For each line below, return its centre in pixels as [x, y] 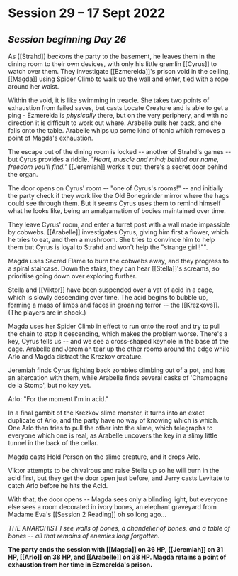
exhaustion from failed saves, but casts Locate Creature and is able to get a [118, 108]
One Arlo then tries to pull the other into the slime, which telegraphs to [110, 428]
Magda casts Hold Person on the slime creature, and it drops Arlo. [104, 457]
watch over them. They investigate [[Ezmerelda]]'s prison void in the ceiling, [119, 71]
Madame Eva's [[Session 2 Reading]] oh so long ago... [87, 514]
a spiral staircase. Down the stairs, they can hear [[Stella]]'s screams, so [114, 268]
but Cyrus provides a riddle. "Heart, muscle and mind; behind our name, [113, 159]
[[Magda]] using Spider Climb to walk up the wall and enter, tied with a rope [118, 79]
